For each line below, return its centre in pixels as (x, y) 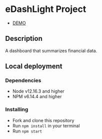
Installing (17, 110)
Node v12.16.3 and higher (38, 91)
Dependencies (23, 81)
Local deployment (34, 67)
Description (24, 39)
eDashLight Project (46, 9)
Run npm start (27, 131)
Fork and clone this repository (43, 120)
